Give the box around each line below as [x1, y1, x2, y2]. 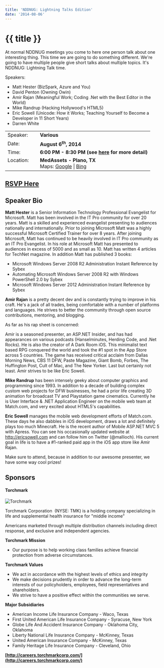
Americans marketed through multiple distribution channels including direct [5, 522, 157, 528]
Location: [7, 157, 29, 163]
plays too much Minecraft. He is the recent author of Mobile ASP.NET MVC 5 [5, 423, 160, 429]
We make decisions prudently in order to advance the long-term [12, 576, 142, 582]
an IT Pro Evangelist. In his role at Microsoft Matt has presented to [5, 241, 139, 247]
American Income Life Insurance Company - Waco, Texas [12, 611, 129, 617]
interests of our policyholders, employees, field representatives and [12, 581, 149, 587]
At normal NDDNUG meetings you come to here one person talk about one [5, 49, 156, 55]
